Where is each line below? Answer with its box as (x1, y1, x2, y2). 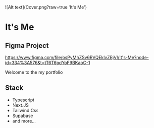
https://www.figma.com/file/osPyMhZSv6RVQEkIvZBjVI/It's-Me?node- (5, 55, 149, 60)
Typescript (12, 97, 35, 103)
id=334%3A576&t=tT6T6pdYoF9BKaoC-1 (5, 60, 90, 65)
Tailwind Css (12, 107, 39, 113)
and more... (12, 118, 36, 124)
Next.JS (12, 102, 29, 108)
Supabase (12, 113, 33, 119)
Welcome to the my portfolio (5, 69, 63, 75)
